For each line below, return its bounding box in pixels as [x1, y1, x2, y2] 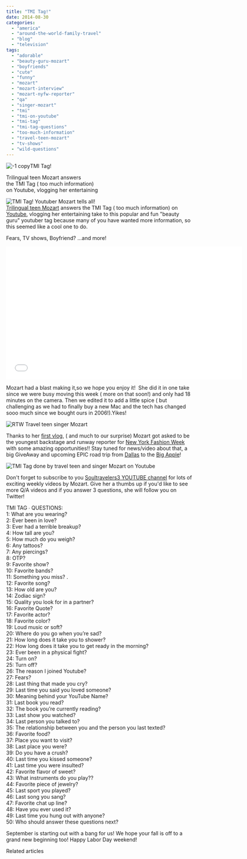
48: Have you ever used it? [6, 805, 71, 813]
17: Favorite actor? [6, 611, 51, 618]
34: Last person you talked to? [6, 718, 80, 725]
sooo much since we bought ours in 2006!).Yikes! [6, 409, 127, 416]
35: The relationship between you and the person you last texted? [6, 724, 166, 731]
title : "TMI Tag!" [6, 8, 51, 15]
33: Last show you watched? [6, 711, 76, 718]
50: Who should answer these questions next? [6, 818, 119, 825]
